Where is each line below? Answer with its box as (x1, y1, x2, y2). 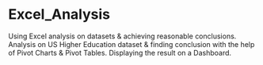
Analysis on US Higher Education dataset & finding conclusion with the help (8, 39, 255, 49)
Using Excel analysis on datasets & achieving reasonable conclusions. (8, 31, 237, 41)
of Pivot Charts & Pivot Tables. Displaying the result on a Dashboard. (8, 48, 232, 57)
